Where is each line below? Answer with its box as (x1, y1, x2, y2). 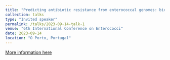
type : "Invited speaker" (5, 17, 58, 22)
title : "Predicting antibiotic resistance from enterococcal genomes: (5, 7, 157, 13)
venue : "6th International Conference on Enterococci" (5, 26, 123, 31)
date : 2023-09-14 (5, 31, 42, 36)
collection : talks (5, 12, 44, 17)
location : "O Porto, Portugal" (5, 36, 71, 41)
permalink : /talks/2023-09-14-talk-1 (5, 21, 85, 27)
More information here (5, 49, 52, 55)
